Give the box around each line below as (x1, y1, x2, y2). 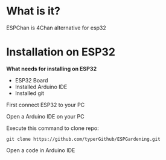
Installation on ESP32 (6, 45, 116, 59)
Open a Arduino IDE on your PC (6, 112, 85, 120)
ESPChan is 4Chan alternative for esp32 (6, 24, 107, 31)
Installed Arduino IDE (14, 83, 68, 90)
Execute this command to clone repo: (6, 125, 99, 132)
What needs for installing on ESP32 (6, 65, 97, 72)
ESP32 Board (14, 76, 48, 84)
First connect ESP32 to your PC (6, 101, 85, 108)
